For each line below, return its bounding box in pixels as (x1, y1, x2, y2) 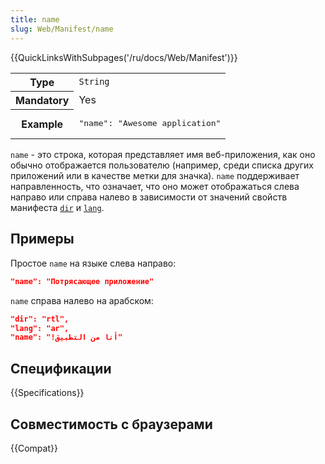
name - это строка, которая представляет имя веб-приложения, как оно (10, 149, 316, 160)
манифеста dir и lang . (10, 202, 105, 213)
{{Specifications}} (10, 387, 85, 399)
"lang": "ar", (10, 323, 70, 333)
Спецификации (10, 360, 112, 377)
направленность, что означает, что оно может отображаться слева (10, 181, 300, 192)
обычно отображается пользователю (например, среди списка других (10, 159, 314, 171)
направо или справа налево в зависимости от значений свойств (10, 191, 288, 203)
